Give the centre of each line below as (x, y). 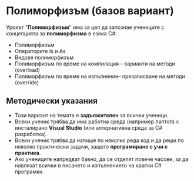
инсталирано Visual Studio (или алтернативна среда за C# (88, 127)
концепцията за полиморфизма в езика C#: (62, 33)
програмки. (29, 172)
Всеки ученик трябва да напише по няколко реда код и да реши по (99, 140)
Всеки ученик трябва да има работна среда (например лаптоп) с (97, 121)
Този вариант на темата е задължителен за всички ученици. (91, 115)
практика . (28, 153)
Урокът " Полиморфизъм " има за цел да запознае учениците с (85, 27)
